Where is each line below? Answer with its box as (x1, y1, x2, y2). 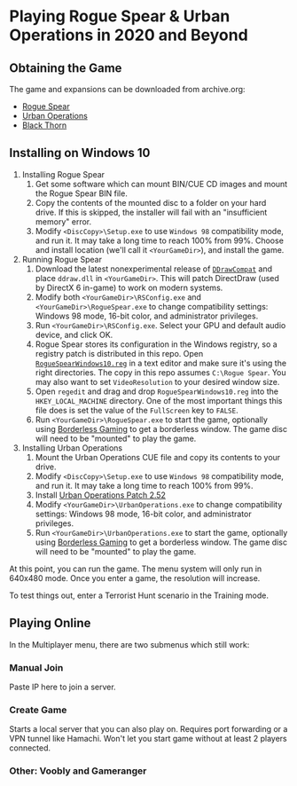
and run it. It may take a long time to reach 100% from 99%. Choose (35, 235, 284, 246)
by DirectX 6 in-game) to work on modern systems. (35, 282, 223, 293)
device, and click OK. (35, 329, 113, 340)
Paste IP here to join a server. (9, 681, 117, 692)
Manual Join (9, 661, 64, 673)
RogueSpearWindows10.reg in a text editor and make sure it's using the (35, 358, 286, 368)
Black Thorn (21, 120, 67, 130)
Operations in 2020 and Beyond (9, 25, 248, 45)
